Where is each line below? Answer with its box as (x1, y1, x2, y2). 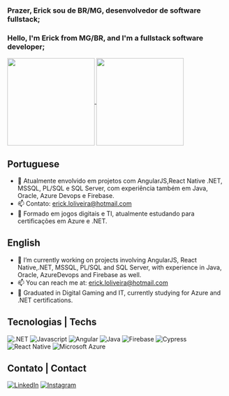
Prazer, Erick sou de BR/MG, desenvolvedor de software (7, 6, 201, 15)
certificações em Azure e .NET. (17, 217, 108, 225)
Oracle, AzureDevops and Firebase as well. (17, 270, 142, 278)
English (7, 237, 40, 249)
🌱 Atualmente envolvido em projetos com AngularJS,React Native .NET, (17, 177, 223, 185)
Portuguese (7, 158, 60, 170)
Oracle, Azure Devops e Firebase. (17, 192, 114, 200)
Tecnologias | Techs (7, 316, 97, 328)
